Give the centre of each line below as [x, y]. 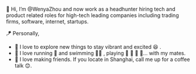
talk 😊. [23, 65]
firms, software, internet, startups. [48, 21]
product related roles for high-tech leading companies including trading [92, 15]
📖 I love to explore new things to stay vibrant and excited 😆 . [88, 47]
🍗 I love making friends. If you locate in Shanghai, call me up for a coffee [102, 59]
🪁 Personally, [23, 33]
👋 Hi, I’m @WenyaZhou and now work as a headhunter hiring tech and [91, 9]
